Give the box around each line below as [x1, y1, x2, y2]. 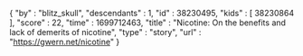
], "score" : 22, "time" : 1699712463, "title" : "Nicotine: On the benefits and [9, 17, 287, 28]
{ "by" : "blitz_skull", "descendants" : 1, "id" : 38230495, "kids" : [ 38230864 [9, 8, 295, 18]
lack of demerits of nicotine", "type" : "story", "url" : [9, 27, 202, 37]
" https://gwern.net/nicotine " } [9, 36, 120, 47]
